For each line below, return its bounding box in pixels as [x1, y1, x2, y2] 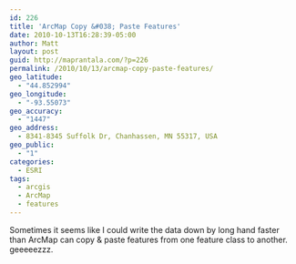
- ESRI [17, 166, 43, 175]
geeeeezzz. [9, 243, 54, 255]
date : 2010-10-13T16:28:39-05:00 [9, 30, 137, 39]
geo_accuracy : [9, 107, 64, 116]
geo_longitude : [9, 89, 67, 98]
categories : [9, 157, 55, 167]
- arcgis [17, 183, 51, 192]
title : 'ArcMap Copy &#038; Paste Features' [9, 22, 181, 31]
